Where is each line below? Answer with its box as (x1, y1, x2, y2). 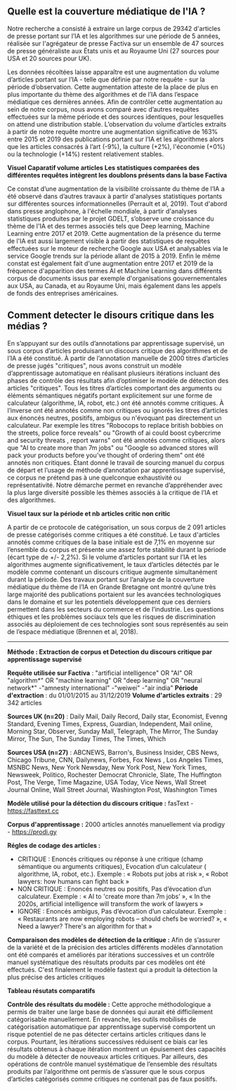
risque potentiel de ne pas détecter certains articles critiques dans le (7, 1030, 206, 1038)
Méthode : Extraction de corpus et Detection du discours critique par (7, 648, 213, 656)
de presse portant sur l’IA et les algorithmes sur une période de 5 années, (7, 32, 221, 40)
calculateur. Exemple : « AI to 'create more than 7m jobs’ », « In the (17, 892, 211, 900)
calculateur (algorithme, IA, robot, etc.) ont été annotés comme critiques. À (7, 398, 224, 407)
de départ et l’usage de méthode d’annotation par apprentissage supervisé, (7, 466, 225, 474)
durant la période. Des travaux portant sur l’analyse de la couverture (7, 575, 205, 584)
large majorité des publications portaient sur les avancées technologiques (7, 590, 221, 598)
